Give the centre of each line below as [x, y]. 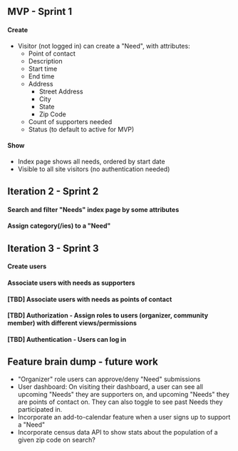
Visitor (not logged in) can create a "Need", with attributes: [104, 46]
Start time [43, 69]
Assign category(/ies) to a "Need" [59, 226]
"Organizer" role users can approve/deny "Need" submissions [109, 379]
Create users [27, 266]
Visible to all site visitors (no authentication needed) [94, 169]
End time [41, 76]
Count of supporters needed [70, 121]
